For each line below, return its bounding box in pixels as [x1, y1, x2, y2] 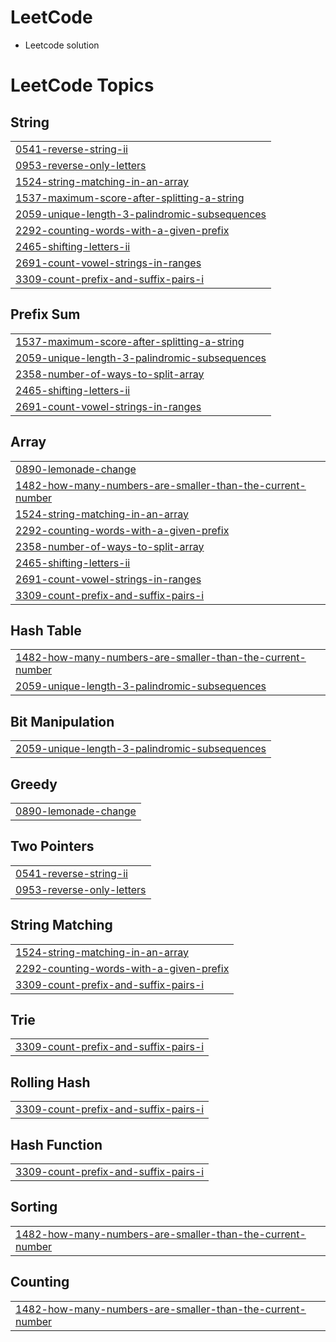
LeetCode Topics [10, 74, 155, 97]
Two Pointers [10, 838, 95, 855]
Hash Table [10, 622, 82, 639]
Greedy [10, 776, 58, 793]
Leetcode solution [24, 39, 100, 51]
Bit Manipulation [10, 713, 115, 730]
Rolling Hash [10, 1074, 91, 1091]
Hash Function [10, 1136, 103, 1153]
